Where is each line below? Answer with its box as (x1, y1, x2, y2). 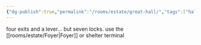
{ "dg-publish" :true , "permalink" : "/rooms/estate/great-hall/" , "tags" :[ (6, 8, 186, 15)
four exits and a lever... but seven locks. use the (6, 25, 124, 32)
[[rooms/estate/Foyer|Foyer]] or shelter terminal (6, 31, 124, 39)
